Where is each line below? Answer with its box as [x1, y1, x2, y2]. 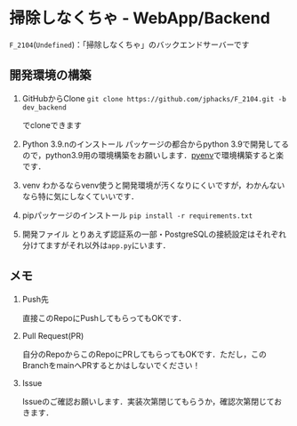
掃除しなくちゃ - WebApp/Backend [9, 8, 271, 28]
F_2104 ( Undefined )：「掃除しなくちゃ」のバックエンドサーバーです [9, 39, 250, 50]
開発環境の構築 [9, 68, 92, 83]
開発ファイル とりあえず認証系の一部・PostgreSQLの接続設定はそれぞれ [21, 229, 287, 239]
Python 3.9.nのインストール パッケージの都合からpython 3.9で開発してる [21, 139, 289, 149]
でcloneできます [21, 119, 83, 130]
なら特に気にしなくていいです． [21, 190, 140, 201]
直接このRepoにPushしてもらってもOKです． [21, 312, 187, 323]
